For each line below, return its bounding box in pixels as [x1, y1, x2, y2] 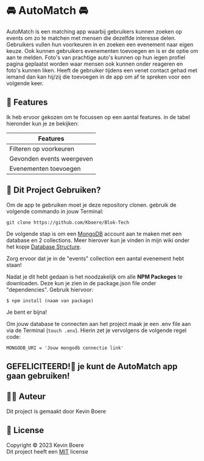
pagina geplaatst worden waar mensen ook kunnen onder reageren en [6, 60, 183, 68]
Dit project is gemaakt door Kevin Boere [6, 407, 107, 415]
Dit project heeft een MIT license [6, 448, 88, 455]
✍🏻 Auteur [6, 392, 46, 402]
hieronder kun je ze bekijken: [6, 120, 79, 127]
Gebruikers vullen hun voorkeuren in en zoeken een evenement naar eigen [6, 41, 194, 48]
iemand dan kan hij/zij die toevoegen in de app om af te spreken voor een [6, 73, 191, 80]
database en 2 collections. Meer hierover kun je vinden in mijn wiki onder [6, 237, 190, 244]
